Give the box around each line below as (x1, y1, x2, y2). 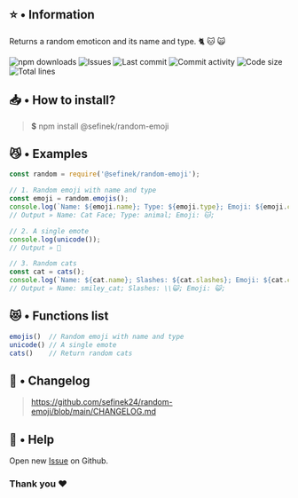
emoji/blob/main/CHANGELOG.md (30, 407, 157, 417)
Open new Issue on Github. (9, 455, 109, 466)
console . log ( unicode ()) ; (9, 234, 101, 244)
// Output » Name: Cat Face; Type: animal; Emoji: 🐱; (9, 210, 216, 219)
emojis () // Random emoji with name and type (9, 332, 184, 341)
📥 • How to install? (9, 92, 116, 108)
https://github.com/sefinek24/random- (30, 397, 173, 407)
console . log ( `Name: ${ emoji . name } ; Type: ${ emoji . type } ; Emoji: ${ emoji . (9, 202, 288, 211)
